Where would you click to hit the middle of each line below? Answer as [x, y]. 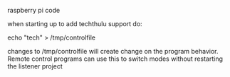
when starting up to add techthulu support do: [75, 24]
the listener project [35, 66]
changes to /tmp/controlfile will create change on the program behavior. [113, 51]
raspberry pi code [34, 10]
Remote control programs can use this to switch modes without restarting [115, 59]
